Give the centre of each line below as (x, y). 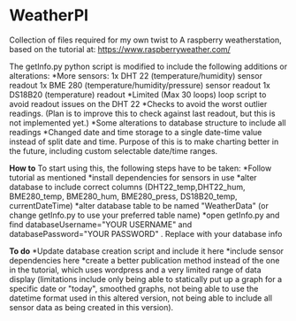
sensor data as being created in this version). (91, 307)
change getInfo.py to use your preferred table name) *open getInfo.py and (144, 215)
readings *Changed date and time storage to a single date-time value (136, 132)
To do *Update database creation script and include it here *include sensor (147, 251)
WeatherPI (49, 15)
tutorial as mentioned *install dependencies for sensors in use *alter (133, 177)
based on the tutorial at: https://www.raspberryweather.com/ (120, 49)
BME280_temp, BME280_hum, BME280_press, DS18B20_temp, (123, 196)
